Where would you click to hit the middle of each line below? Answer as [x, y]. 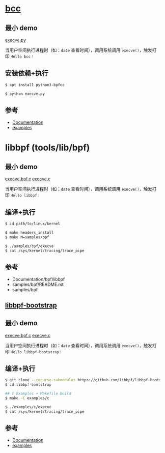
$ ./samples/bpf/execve [29, 246]
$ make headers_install [29, 233]
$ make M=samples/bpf [27, 237]
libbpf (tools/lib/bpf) [47, 147]
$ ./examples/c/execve [28, 407]
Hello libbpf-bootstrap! [36, 352]
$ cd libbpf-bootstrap [28, 385]
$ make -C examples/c [27, 398]
